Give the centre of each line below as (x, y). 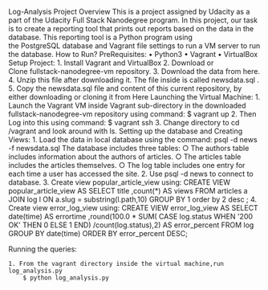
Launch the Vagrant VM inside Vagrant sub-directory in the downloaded (127, 105)
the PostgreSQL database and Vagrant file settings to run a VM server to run (134, 46)
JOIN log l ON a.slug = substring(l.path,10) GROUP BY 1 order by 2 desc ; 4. (133, 199)
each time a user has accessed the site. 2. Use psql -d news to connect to (131, 174)
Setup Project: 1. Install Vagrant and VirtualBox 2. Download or (111, 63)
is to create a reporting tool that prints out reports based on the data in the (131, 29)
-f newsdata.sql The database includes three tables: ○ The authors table (129, 148)
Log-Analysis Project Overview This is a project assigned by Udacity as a (129, 12)
